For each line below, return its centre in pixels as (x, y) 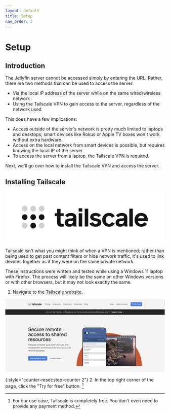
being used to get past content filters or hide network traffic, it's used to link (85, 256)
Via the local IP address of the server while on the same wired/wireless (87, 93)
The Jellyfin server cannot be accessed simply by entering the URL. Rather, (84, 78)
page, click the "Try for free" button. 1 (45, 386)
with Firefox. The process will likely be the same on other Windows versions (84, 277)
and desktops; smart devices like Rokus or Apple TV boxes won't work (86, 134)
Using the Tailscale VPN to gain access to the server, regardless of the (86, 104)
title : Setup (19, 16)
